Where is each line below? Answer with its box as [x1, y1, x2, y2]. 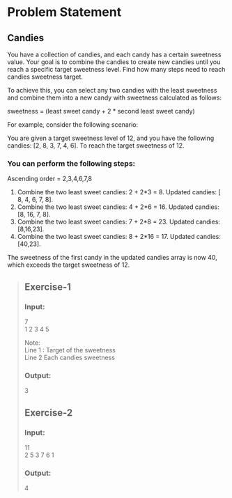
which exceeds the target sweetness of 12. [7, 260, 130, 269]
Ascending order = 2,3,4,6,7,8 [7, 175, 93, 183]
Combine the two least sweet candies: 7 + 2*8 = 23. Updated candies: [17, 217, 221, 226]
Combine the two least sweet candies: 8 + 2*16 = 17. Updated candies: [17, 233, 222, 241]
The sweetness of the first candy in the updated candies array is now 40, [7, 254, 217, 262]
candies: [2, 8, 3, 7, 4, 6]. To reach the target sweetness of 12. [7, 141, 185, 150]
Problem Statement [7, 4, 122, 20]
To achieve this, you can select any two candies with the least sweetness [7, 86, 217, 94]
